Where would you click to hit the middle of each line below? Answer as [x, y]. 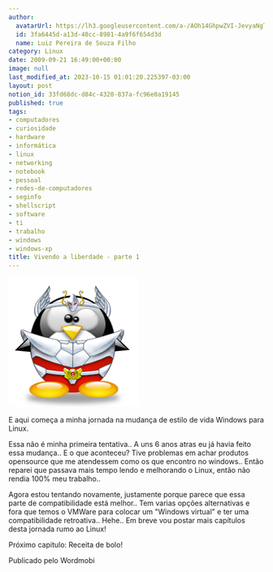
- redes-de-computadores [50, 188]
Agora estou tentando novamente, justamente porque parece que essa [127, 495]
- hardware [27, 137]
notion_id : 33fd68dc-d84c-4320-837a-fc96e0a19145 [94, 94]
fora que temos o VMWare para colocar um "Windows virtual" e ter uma [129, 512]
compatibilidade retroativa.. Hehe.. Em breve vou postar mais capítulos [127, 521]
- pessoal [25, 180]
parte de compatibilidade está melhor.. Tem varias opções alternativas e [129, 503]
